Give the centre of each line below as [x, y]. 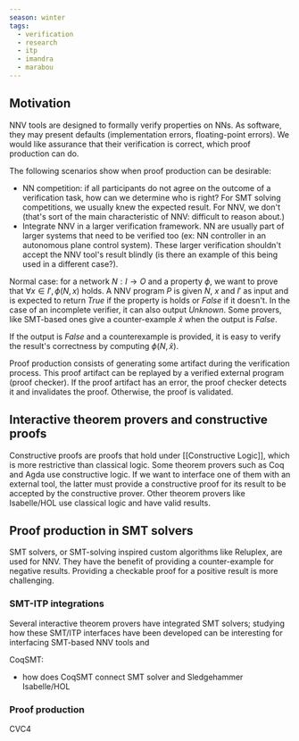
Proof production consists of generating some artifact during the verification [149, 363]
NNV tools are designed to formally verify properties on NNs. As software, [145, 125]
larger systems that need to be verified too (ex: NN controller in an [144, 235]
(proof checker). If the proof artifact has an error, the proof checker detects [148, 382]
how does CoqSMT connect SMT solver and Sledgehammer [133, 677]
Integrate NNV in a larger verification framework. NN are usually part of [153, 226]
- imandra [35, 59]
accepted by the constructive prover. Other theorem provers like [127, 493]
